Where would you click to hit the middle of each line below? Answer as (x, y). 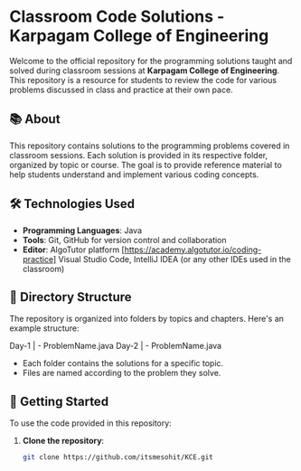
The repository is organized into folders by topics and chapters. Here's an (147, 319)
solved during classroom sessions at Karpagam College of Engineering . (145, 71)
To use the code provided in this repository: (90, 423)
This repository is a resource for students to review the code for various (143, 80)
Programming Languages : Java (82, 230)
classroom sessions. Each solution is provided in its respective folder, (139, 155)
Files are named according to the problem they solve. (122, 373)
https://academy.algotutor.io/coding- (193, 250)
